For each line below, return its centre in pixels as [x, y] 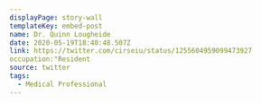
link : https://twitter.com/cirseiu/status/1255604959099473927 [131, 51]
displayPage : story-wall [56, 17]
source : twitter [40, 68]
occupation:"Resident [50, 59]
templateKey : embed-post [56, 26]
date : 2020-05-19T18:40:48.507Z [70, 43]
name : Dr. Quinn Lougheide [60, 34]
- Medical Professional [62, 84]
